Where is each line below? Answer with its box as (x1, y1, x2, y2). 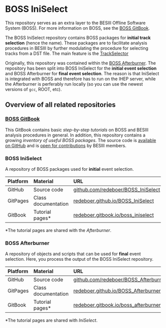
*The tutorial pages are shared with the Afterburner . (5, 227, 112, 233)
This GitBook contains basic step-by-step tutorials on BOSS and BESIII (5, 127, 149, 133)
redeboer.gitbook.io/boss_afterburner (73, 302, 161, 309)
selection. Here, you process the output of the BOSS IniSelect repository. (5, 256, 154, 262)
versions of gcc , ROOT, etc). (5, 86, 62, 92)
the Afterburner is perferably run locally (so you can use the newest (5, 81, 143, 87)
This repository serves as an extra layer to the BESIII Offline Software (5, 20, 146, 26)
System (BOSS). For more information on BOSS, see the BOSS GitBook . (5, 25, 150, 31)
